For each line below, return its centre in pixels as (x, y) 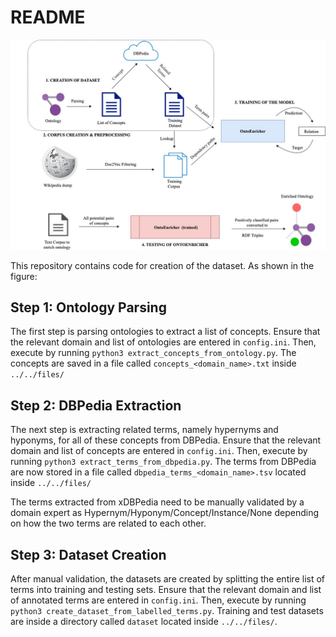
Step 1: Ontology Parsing (88, 307)
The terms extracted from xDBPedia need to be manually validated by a (157, 502)
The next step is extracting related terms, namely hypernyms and (144, 430)
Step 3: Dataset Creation (88, 554)
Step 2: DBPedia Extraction (96, 405)
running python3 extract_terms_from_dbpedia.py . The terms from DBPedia (163, 462)
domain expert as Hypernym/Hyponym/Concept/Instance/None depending (165, 513)
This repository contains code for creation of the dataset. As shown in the (162, 265)
